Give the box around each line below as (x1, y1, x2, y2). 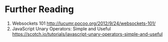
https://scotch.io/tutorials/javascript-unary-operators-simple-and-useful (12, 31, 163, 37)
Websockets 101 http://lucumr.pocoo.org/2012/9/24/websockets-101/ (12, 20, 156, 26)
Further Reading (5, 4, 74, 15)
